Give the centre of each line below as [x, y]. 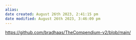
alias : [12, 10]
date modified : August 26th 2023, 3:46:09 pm [53, 19]
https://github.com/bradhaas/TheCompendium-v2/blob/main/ [68, 33]
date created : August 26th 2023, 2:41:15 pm [52, 14]
